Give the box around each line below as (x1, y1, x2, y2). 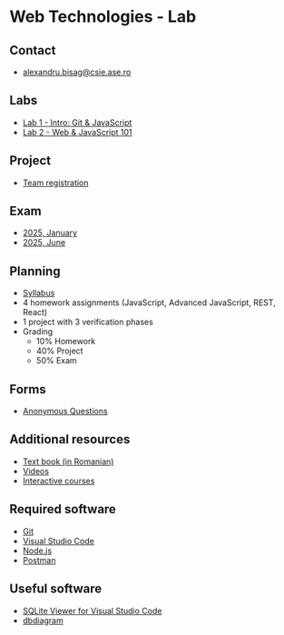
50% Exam (35, 355, 77, 366)
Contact (9, 43, 56, 58)
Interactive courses (22, 475, 95, 486)
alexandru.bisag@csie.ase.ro (22, 66, 132, 77)
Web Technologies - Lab (9, 6, 197, 27)
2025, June (22, 237, 66, 248)
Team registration (22, 177, 89, 188)
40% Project (35, 345, 83, 356)
